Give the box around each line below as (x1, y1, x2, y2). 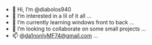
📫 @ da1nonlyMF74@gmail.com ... (12, 32, 98, 39)
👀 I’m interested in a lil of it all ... (12, 12, 92, 19)
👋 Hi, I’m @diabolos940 (12, 6, 72, 13)
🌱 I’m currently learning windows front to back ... (12, 19, 134, 26)
